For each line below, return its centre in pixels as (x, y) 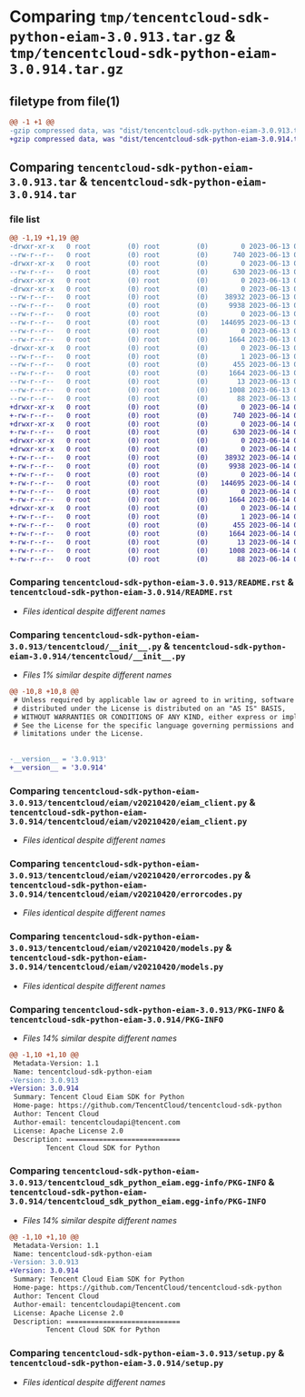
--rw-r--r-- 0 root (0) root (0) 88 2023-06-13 (150, 398)
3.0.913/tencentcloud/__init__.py (85, 646)
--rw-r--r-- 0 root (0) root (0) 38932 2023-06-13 (150, 297)
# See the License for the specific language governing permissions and (154, 725)
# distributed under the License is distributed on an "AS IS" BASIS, (149, 708)
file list (25, 219)
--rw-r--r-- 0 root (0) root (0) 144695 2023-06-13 (150, 323)
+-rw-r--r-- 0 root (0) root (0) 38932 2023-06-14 (150, 458)
